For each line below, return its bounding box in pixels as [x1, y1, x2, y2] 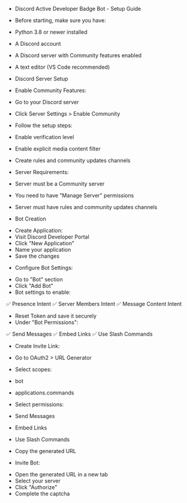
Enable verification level [14, 134, 74, 140]
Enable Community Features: [14, 87, 87, 94]
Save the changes [14, 252, 60, 260]
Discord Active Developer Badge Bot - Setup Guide [14, 5, 141, 12]
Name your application [14, 246, 71, 253]
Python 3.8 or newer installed [14, 28, 88, 36]
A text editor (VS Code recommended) [14, 63, 110, 70]
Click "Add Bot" [14, 283, 54, 289]
